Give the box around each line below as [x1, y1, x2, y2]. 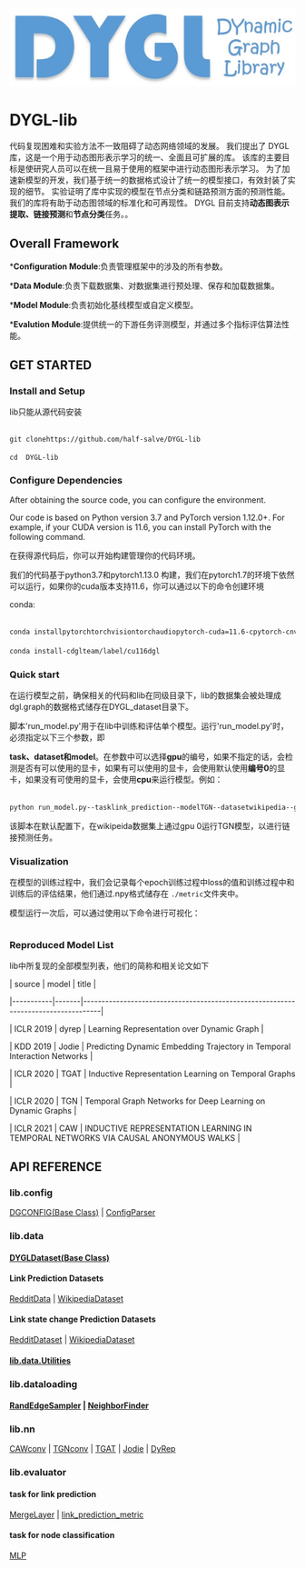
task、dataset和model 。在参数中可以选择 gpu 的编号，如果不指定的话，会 [9, 752, 286, 763]
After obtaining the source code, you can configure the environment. [9, 495, 266, 505]
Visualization [9, 854, 69, 867]
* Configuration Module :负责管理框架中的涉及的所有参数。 [9, 261, 229, 272]
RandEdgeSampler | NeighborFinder [9, 1400, 150, 1411]
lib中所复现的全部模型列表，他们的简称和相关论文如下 [9, 961, 210, 972]
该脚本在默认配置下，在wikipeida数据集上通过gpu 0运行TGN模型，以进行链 [9, 820, 290, 831]
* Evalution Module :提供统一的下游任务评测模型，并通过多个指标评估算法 [9, 319, 282, 330]
